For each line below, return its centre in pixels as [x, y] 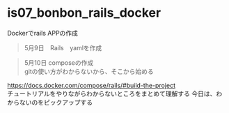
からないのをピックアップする [50, 102]
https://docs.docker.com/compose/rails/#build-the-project [92, 85]
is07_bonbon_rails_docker [84, 13]
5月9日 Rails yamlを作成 [63, 47]
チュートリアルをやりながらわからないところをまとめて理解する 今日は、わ [115, 93]
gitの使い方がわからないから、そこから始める [89, 71]
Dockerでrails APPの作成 [43, 33]
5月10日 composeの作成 [59, 62]
